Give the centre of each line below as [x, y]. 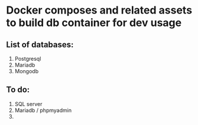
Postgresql [28, 59]
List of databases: [40, 45]
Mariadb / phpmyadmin [43, 110]
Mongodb [27, 71]
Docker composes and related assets [99, 10]
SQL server [28, 104]
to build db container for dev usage [94, 23]
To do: [18, 90]
